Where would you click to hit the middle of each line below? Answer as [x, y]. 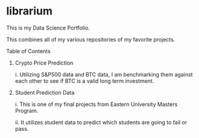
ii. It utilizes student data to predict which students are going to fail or [101, 122]
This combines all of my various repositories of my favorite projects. [91, 39]
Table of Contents [29, 51]
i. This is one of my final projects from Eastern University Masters [96, 104]
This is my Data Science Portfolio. [48, 28]
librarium [30, 11]
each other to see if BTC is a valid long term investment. [84, 81]
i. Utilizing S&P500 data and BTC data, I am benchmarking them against [104, 74]
